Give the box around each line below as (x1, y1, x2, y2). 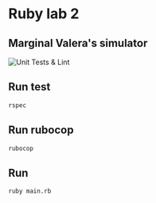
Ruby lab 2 (8, 5, 80, 23)
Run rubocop (8, 124, 74, 137)
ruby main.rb (8, 187, 52, 195)
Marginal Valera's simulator (8, 36, 148, 50)
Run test (8, 80, 51, 94)
